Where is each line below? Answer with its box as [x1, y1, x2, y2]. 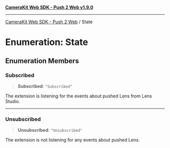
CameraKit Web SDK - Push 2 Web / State [5, 19, 93, 25]
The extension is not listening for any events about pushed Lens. [5, 137, 140, 143]
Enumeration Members [5, 57, 79, 65]
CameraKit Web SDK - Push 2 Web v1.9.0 [5, 5, 94, 10]
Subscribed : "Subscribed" [17, 83, 73, 89]
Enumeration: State [5, 36, 89, 48]
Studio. [5, 98, 20, 104]
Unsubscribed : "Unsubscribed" [17, 127, 82, 133]
